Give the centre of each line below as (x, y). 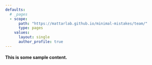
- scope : (19, 19)
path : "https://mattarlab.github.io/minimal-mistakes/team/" (83, 23)
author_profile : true (41, 42)
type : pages (31, 28)
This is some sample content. (36, 58)
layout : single (34, 37)
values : (22, 32)
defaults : (15, 10)
